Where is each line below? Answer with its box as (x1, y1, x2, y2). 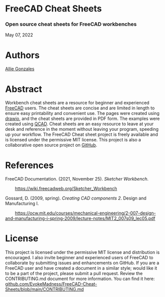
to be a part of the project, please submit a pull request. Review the (5, 271, 143, 277)
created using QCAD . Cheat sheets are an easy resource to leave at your (5, 121, 154, 127)
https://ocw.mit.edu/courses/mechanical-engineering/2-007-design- (14, 210, 156, 216)
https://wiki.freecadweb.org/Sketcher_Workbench (14, 186, 118, 192)
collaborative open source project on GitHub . (5, 142, 97, 148)
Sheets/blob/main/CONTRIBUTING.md (5, 287, 84, 293)
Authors (5, 49, 40, 61)
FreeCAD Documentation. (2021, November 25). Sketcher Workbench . (5, 176, 149, 182)
